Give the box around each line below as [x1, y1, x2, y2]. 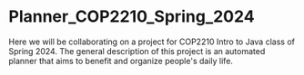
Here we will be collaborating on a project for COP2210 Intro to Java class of [8, 36, 295, 47]
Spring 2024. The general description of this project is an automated [8, 45, 266, 56]
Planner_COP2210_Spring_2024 [8, 6, 256, 27]
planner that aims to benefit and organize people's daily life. [8, 55, 234, 66]
